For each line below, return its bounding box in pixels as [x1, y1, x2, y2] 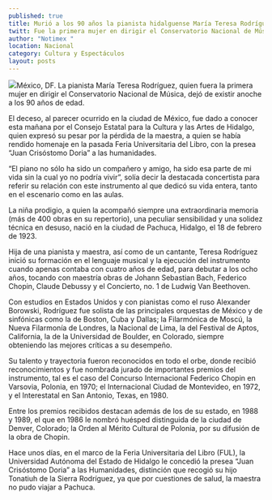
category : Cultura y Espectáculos [8, 50, 125, 58]
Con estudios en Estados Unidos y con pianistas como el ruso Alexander [8, 297, 251, 307]
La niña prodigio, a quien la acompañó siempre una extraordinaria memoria [8, 205, 259, 215]
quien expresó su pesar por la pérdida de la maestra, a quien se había [8, 131, 241, 140]
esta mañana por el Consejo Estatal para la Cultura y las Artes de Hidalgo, [8, 122, 255, 131]
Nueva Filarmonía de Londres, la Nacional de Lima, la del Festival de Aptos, [8, 322, 259, 333]
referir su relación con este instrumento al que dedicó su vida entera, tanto [8, 180, 257, 191]
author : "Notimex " [8, 34, 74, 43]
